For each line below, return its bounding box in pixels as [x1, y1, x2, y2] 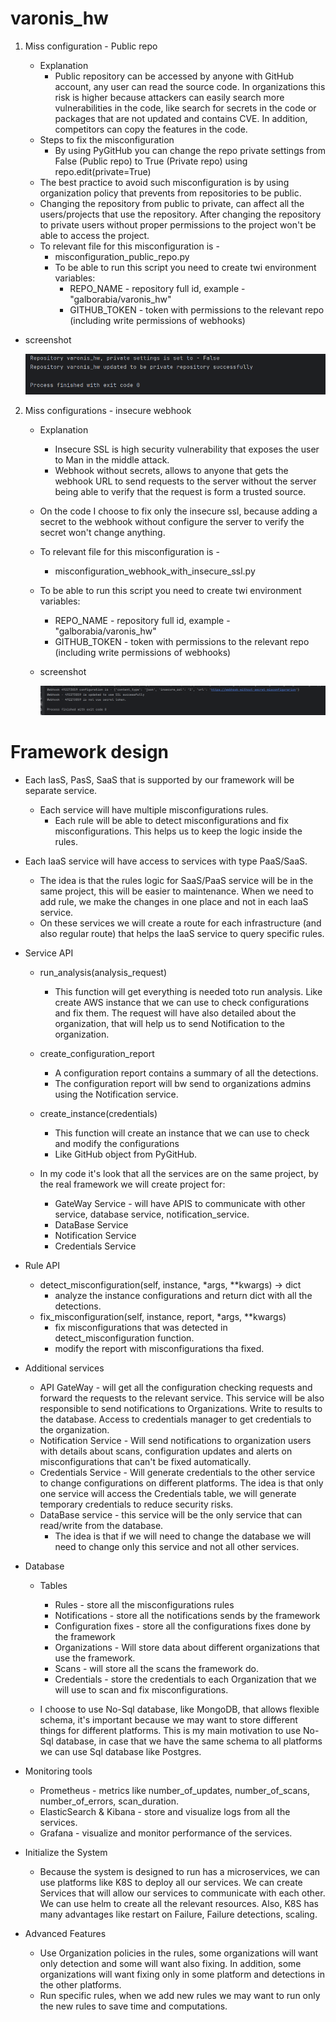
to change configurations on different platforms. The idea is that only [39, 1477, 324, 1489]
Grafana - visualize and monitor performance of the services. [39, 1827, 293, 1839]
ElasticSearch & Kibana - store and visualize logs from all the [39, 1806, 291, 1818]
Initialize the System [24, 1847, 108, 1859]
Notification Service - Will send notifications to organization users [39, 1435, 312, 1447]
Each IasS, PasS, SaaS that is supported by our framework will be [24, 774, 295, 786]
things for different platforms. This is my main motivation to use [39, 1725, 302, 1737]
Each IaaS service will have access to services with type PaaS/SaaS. [24, 855, 308, 867]
